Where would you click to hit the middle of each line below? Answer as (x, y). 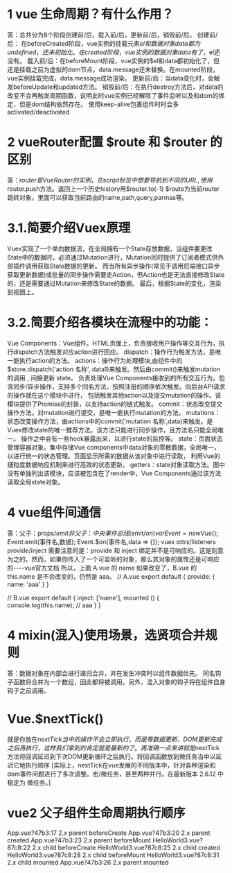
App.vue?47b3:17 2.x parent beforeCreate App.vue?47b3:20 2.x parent (109, 833)
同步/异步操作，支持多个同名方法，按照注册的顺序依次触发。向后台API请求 (119, 387)
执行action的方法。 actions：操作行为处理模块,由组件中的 (101, 360)
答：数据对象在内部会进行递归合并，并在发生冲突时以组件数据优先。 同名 (111, 673)
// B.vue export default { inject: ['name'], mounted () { (83, 597)
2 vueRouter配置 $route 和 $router (107, 142)
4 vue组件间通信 (54, 512)
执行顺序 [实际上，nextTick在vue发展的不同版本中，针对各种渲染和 (121, 765)
